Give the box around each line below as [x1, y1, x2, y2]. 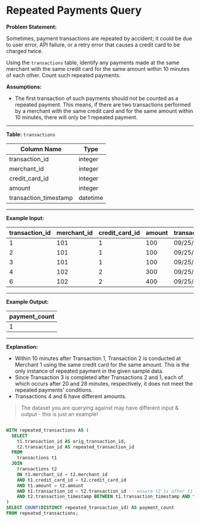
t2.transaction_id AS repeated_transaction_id [17, 444, 135, 450]
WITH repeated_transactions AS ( [6, 427, 89, 433]
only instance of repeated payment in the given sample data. [14, 367, 164, 374]
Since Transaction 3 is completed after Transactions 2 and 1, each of [14, 373, 183, 381]
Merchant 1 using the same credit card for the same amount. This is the [14, 361, 190, 368]
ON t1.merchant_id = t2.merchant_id [17, 471, 108, 477]
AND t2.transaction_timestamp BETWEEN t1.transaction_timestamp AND [17, 493, 190, 500]
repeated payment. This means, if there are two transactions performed [14, 101, 191, 108]
